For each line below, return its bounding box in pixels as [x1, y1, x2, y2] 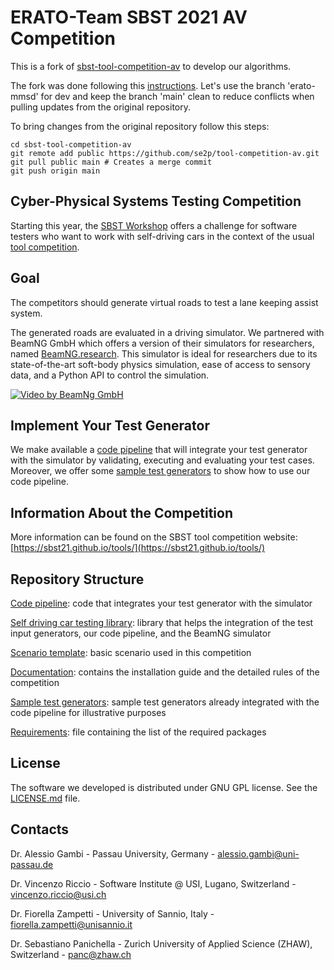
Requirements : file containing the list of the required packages [10, 726, 267, 738]
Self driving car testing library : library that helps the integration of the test [10, 617, 314, 628]
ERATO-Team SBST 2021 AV [10, 6, 248, 29]
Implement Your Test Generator [10, 417, 210, 434]
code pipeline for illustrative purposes [10, 707, 167, 718]
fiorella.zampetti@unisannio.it [10, 918, 133, 930]
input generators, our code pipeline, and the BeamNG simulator [10, 627, 272, 639]
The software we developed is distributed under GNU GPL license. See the [10, 781, 318, 793]
